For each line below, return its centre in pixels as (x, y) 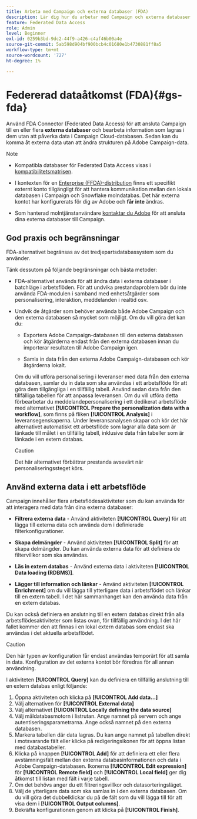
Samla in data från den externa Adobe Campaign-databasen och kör (106, 359)
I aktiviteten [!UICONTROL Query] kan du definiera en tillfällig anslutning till (98, 680)
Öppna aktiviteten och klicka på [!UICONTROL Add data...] (86, 697)
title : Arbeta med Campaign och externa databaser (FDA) (77, 11)
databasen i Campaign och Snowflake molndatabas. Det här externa (97, 195)
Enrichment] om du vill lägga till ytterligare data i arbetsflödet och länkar (103, 590)
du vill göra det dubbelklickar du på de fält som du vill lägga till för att (98, 797)
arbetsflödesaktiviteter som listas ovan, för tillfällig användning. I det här (94, 621)
